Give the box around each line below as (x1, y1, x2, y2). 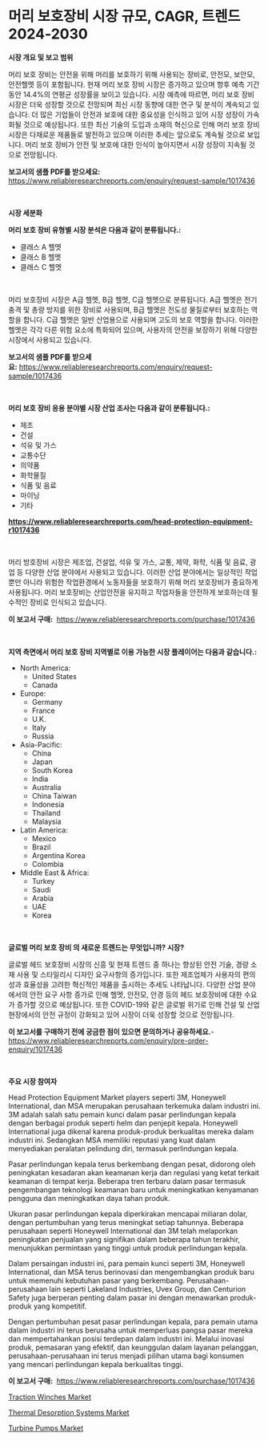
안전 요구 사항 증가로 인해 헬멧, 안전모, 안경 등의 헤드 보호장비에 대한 (29, 989, 242, 999)
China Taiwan (31, 791, 78, 800)
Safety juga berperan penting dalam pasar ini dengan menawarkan (8, 1292, 229, 1302)
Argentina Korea (31, 850, 86, 860)
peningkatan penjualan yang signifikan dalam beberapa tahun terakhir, (8, 1234, 241, 1244)
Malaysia (31, 816, 62, 826)
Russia (31, 731, 54, 741)
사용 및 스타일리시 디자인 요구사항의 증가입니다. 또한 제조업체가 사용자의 (16, 969, 242, 979)
